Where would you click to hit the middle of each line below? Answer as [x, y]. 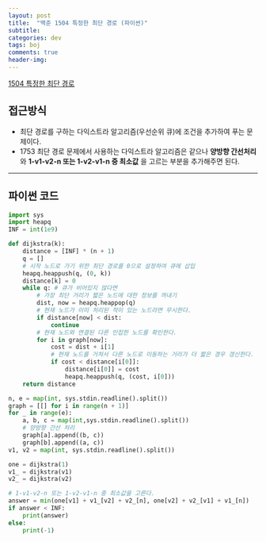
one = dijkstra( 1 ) [38, 464]
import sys [26, 215]
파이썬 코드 [34, 196]
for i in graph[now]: [72, 340]
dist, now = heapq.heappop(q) [86, 303]
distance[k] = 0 [49, 281]
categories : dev [35, 38]
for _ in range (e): [40, 413]
